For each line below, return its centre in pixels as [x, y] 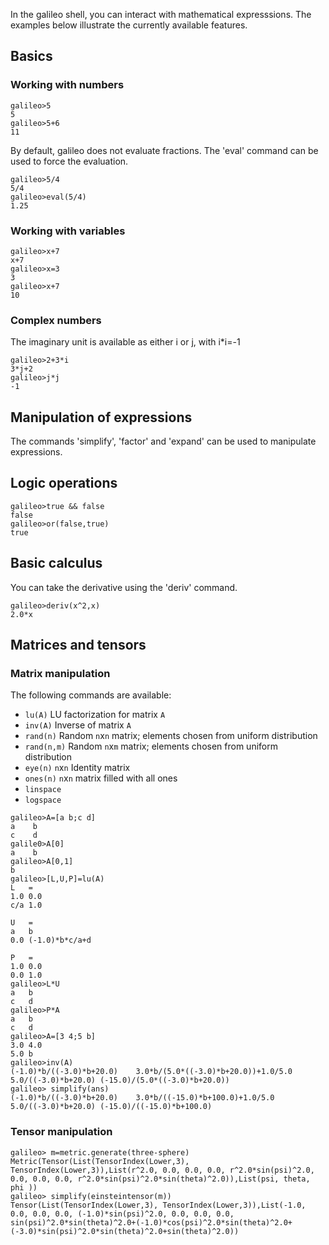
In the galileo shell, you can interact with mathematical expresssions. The [161, 14]
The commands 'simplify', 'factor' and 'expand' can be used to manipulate [163, 441]
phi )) [24, 1187]
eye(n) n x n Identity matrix [77, 768]
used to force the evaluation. [69, 161]
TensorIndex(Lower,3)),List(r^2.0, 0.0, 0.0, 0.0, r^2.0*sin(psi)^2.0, [162, 1170]
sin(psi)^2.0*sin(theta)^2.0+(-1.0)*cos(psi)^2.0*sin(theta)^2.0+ [151, 1222]
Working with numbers [67, 85]
